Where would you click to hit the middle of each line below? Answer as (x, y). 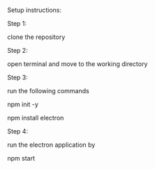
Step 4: (18, 131)
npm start (21, 158)
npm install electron (36, 118)
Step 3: (17, 77)
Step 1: (17, 23)
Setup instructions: (34, 10)
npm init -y (23, 104)
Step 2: (17, 50)
